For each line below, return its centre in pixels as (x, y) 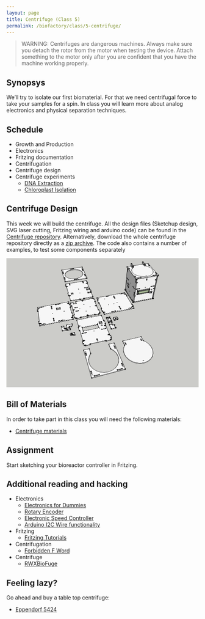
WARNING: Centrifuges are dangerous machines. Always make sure (107, 44)
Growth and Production (45, 144)
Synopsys (26, 82)
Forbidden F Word (47, 551)
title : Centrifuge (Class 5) (43, 19)
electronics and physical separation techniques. (67, 111)
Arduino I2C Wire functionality (62, 525)
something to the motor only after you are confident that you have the (109, 57)
